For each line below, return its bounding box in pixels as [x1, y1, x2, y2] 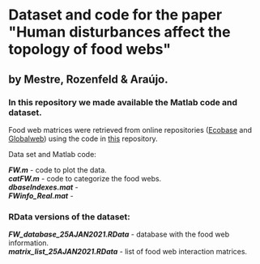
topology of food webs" [8, 40, 172, 58]
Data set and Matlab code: [8, 149, 97, 159]
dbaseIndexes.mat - [8, 182, 79, 192]
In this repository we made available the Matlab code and [8, 96, 237, 108]
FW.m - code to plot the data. [8, 164, 107, 175]
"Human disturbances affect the [8, 23, 231, 41]
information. [8, 238, 49, 248]
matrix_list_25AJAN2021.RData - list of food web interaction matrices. [8, 247, 248, 257]
